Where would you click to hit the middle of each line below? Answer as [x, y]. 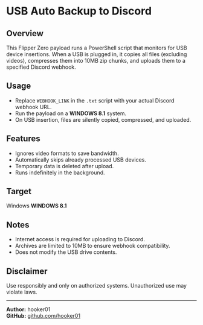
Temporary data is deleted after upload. [64, 166]
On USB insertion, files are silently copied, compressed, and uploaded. [103, 119]
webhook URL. [33, 107]
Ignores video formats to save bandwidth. [67, 153]
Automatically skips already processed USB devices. [80, 159]
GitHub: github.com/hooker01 [43, 316]
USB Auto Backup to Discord [79, 11]
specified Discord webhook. [41, 67]
